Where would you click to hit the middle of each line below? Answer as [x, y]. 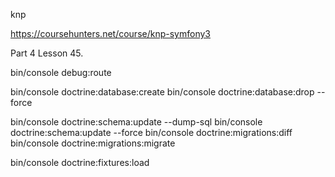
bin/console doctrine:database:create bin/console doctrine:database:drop [162, 92]
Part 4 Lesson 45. [47, 53]
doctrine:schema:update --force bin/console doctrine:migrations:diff [151, 132]
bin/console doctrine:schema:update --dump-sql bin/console [136, 122]
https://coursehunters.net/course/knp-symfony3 [110, 33]
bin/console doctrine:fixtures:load [80, 162]
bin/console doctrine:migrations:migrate [93, 143]
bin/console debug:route [61, 72]
